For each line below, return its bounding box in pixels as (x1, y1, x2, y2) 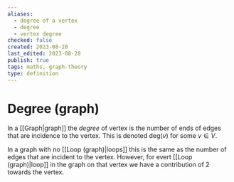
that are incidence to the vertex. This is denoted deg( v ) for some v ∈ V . (7, 132, 218, 140)
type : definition (7, 70, 59, 77)
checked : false (7, 37, 53, 44)
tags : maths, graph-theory (7, 63, 87, 70)
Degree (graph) (7, 100, 100, 117)
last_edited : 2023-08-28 (7, 50, 81, 58)
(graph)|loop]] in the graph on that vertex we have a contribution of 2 (7, 161, 210, 169)
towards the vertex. (7, 168, 65, 176)
